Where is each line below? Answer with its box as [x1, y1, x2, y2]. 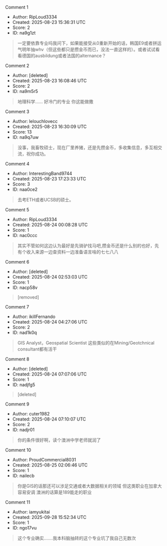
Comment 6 [5, 259, 29, 264]
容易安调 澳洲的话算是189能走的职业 [17, 489, 92, 495]
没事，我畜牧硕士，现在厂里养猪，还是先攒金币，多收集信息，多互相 [17, 144, 158, 150]
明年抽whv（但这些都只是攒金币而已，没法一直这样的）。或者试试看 [21, 46, 160, 52]
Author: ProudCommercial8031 [12, 457, 76, 462]
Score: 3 [12, 181, 30, 187]
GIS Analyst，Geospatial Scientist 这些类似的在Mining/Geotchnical [17, 340, 155, 345]
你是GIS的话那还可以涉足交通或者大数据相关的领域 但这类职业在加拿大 [17, 483, 162, 489]
